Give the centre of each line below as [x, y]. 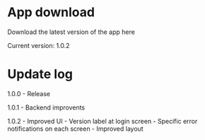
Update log [40, 74]
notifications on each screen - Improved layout [75, 129]
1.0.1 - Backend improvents [46, 107]
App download [51, 12]
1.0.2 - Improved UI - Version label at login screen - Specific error [102, 121]
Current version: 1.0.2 [39, 45]
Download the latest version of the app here [71, 32]
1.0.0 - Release [29, 93]
